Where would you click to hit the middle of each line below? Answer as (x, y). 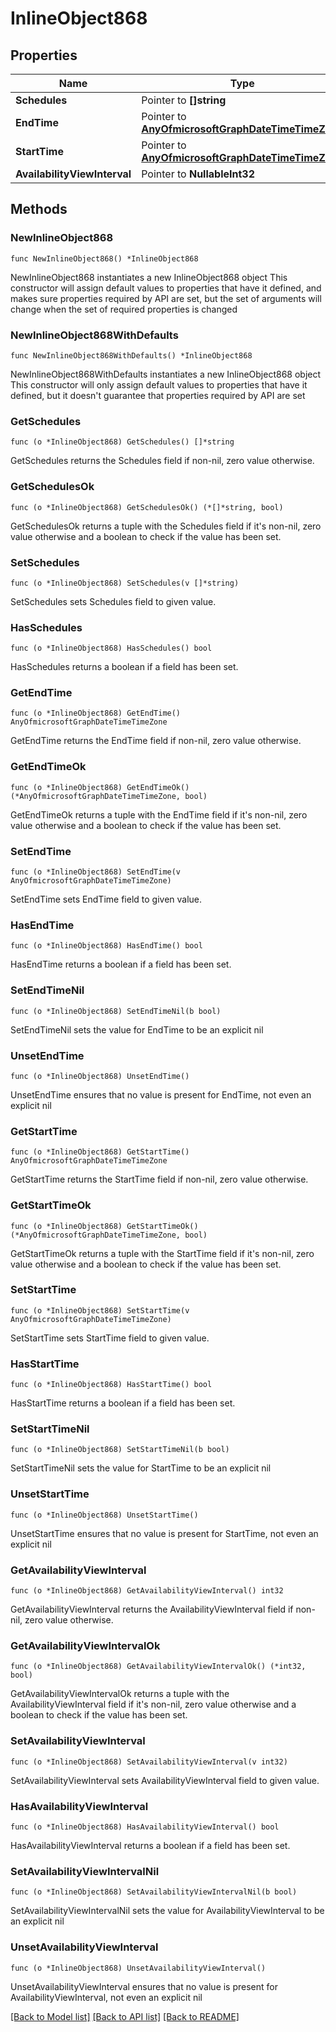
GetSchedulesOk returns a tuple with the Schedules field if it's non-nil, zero (166, 526)
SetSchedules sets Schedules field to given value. (113, 601)
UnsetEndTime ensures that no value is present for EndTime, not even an (161, 1094)
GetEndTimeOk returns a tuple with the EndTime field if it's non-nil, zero (159, 814)
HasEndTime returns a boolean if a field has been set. (121, 964)
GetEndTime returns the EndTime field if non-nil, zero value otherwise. (156, 741)
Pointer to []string (184, 100)
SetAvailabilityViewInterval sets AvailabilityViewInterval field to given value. (165, 1780)
